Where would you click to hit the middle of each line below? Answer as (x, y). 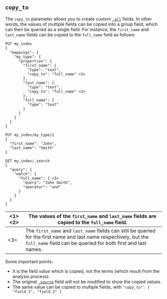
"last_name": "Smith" (32, 148)
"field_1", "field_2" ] (37, 292)
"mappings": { (24, 52)
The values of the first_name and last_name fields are (92, 216)
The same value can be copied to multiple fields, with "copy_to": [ (81, 287)
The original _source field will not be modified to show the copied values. (87, 282)
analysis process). (31, 276)
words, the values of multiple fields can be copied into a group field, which (82, 24)
